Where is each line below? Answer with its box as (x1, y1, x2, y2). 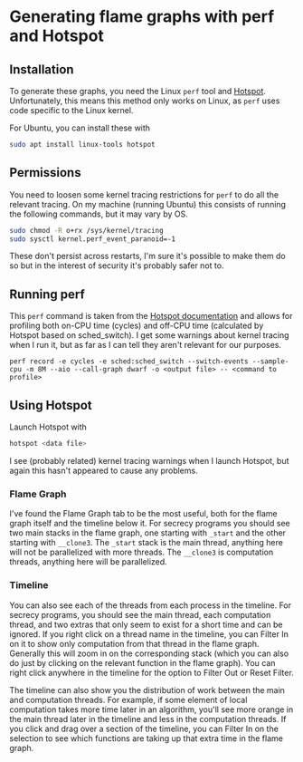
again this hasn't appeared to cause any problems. (9, 465, 198, 476)
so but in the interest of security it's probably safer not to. (9, 260, 224, 271)
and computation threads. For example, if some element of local (9, 694, 248, 705)
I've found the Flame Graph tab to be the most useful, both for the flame (9, 508, 278, 519)
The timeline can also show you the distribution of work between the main (9, 684, 285, 695)
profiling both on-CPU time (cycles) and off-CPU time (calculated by (9, 320, 264, 332)
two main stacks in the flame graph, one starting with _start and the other (9, 527, 287, 538)
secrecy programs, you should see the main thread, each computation (9, 609, 271, 620)
